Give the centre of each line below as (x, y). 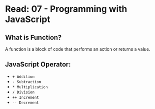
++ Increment (26, 97)
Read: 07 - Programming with (66, 9)
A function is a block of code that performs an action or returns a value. (78, 49)
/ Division (23, 92)
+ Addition (23, 77)
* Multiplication (30, 87)
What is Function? (33, 37)
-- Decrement (26, 103)
